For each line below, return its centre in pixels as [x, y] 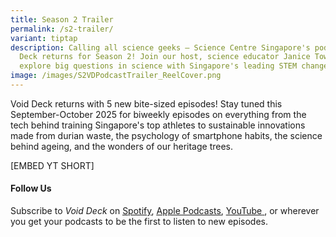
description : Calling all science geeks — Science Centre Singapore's [160, 47]
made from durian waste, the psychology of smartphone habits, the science [166, 135]
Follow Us [31, 188]
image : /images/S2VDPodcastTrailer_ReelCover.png [116, 76]
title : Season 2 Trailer [62, 19]
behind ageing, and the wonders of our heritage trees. [122, 146]
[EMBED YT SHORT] [52, 165]
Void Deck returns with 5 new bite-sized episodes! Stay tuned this [146, 103]
